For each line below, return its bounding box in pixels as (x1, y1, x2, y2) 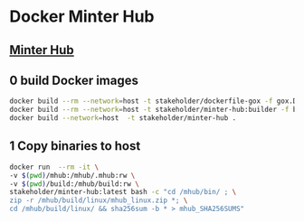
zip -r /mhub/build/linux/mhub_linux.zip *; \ (9, 196, 188, 205)
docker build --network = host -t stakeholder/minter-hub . (9, 114, 237, 123)
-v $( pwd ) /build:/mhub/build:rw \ (9, 179, 140, 189)
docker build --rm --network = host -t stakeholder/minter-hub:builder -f (9, 106, 290, 115)
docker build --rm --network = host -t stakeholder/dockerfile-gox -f (9, 97, 273, 106)
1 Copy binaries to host (9, 138, 141, 154)
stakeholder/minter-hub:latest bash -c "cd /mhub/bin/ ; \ (9, 188, 237, 197)
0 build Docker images (9, 72, 138, 88)
